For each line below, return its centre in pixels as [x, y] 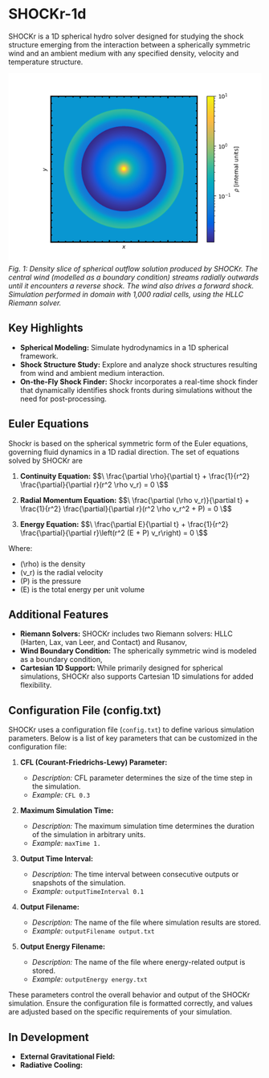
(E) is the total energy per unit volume [82, 589]
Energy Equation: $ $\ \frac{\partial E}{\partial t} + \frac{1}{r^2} [124, 524]
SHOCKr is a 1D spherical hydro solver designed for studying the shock [126, 36]
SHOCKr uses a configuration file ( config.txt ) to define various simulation [131, 730]
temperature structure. [46, 62]
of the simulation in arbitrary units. [89, 835]
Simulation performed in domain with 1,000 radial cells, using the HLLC [126, 294]
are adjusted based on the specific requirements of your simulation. [120, 1012]
